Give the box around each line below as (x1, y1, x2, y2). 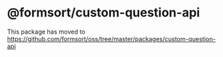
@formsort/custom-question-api (7, 5, 200, 21)
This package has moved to (7, 27, 86, 36)
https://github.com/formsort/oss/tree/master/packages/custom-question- (7, 34, 216, 43)
